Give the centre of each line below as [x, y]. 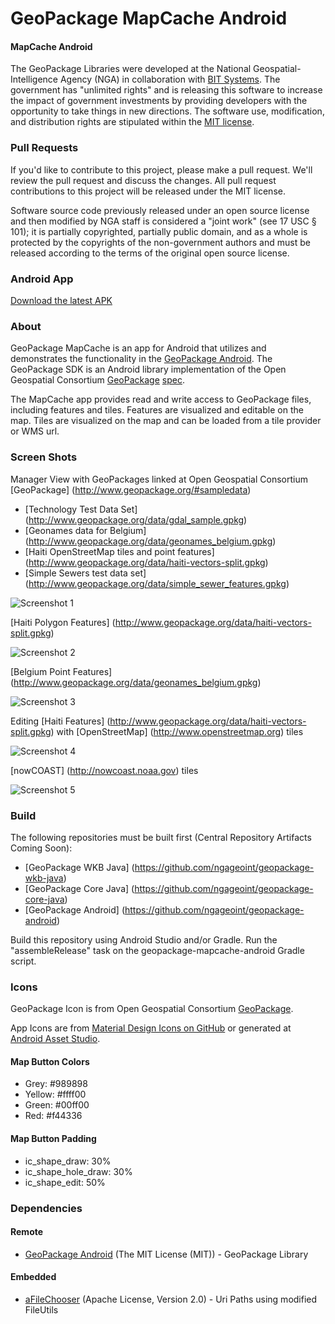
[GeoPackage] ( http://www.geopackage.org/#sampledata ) [131, 489]
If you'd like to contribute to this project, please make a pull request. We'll [161, 169]
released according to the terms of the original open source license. [150, 253]
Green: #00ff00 [57, 1105]
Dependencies [46, 1208]
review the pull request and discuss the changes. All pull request [143, 180]
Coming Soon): [41, 848]
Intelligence [34, 79]
